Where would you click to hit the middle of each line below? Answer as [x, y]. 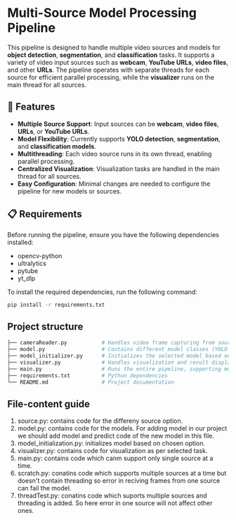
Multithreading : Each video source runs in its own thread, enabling [114, 153]
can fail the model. [44, 488]
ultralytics [32, 263]
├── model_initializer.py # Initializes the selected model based [114, 356]
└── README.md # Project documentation [91, 382]
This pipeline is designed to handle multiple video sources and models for [114, 47]
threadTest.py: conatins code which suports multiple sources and [112, 496]
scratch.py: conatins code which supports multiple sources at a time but [122, 474]
